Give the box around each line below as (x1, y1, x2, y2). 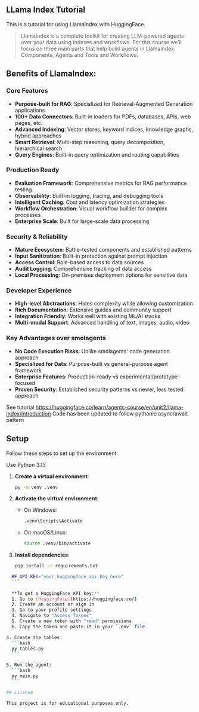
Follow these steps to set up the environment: (6, 450, 118, 457)
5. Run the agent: (6, 662, 52, 668)
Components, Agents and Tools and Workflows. (20, 51, 138, 59)
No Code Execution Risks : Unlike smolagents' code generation (14, 347, 170, 355)
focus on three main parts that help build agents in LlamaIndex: (20, 45, 176, 52)
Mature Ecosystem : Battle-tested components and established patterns (14, 246, 192, 253)
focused (14, 379, 36, 386)
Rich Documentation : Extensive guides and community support (14, 306, 172, 313)
